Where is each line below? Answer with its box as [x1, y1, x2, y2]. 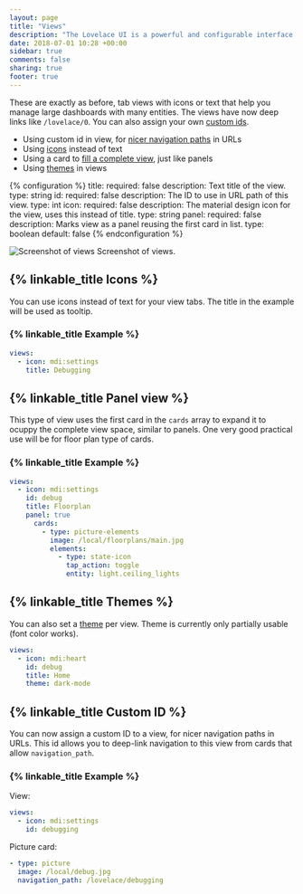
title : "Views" [9, 22, 67, 31]
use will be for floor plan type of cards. [9, 433, 154, 444]
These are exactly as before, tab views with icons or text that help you [9, 97, 271, 108]
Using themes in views [22, 162, 108, 173]
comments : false [9, 55, 71, 64]
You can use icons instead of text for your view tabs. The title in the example [9, 296, 295, 307]
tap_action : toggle [66, 561, 140, 570]
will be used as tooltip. [9, 305, 93, 317]
